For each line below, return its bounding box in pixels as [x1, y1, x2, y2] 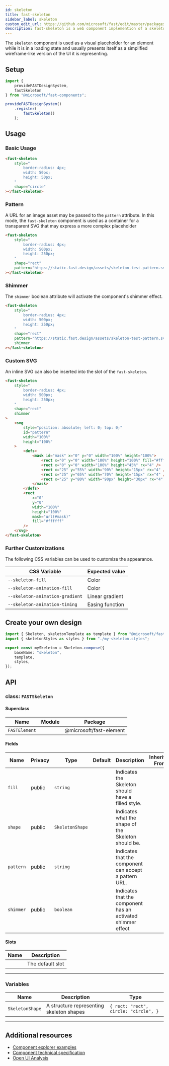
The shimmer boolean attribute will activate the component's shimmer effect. [5, 293, 163, 299]
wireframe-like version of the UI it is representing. [5, 51, 108, 57]
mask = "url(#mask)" [32, 514, 71, 519]
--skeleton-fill [8, 577, 47, 583]
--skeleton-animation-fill [8, 585, 72, 591]
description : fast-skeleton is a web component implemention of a [5, 26, 147, 31]
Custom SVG [5, 357, 37, 364]
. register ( [14, 106, 37, 111]
